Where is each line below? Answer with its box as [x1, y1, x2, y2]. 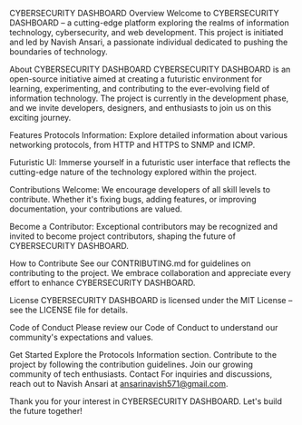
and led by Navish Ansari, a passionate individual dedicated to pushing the [9, 36, 288, 47]
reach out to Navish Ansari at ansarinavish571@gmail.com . [9, 379, 229, 389]
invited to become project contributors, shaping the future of [9, 231, 236, 242]
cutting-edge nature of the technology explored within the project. [9, 167, 257, 177]
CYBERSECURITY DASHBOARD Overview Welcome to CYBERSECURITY [9, 8, 279, 18]
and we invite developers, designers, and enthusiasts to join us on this [9, 103, 272, 113]
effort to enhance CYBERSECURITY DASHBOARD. [9, 277, 196, 288]
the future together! [9, 406, 83, 416]
